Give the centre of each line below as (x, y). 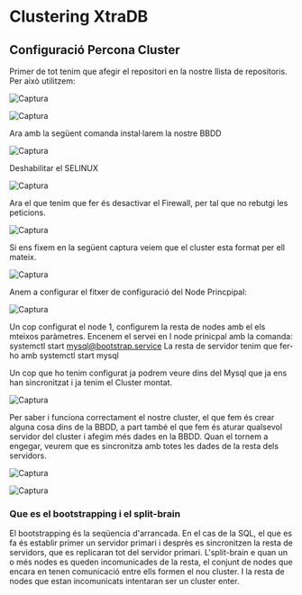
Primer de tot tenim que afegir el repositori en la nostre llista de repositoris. (148, 71)
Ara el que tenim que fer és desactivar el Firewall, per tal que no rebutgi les (149, 203)
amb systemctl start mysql (70, 356)
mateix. (23, 257)
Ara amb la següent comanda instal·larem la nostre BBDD (116, 133)
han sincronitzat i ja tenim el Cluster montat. (91, 383)
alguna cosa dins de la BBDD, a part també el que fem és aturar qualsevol (146, 427)
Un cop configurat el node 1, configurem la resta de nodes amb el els (137, 327)
